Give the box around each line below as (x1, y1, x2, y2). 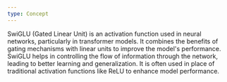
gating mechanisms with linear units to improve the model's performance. (7, 44, 221, 53)
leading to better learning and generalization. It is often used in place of (7, 59, 215, 67)
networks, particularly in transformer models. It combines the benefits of (7, 36, 219, 46)
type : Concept (7, 10, 49, 18)
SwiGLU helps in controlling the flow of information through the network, (7, 52, 219, 60)
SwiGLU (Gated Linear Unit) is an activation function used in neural (7, 29, 202, 38)
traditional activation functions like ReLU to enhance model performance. (7, 67, 220, 75)
